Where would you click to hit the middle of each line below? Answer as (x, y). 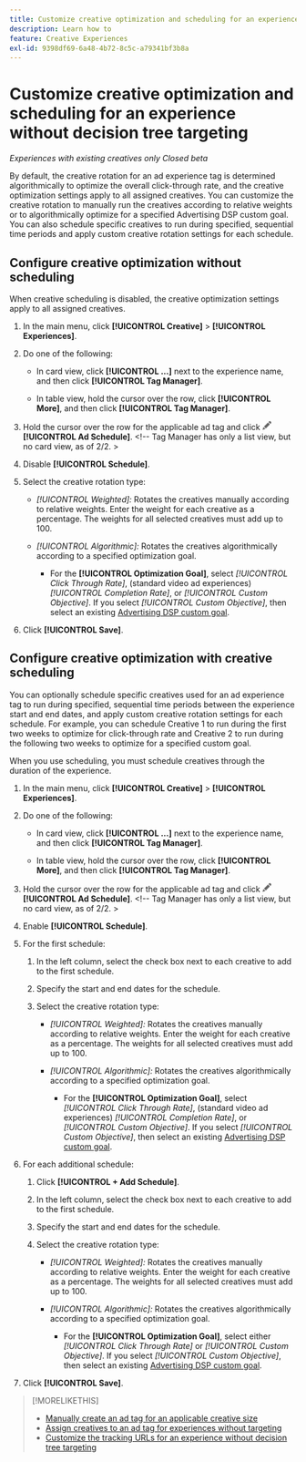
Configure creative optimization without (125, 263)
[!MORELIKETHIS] (65, 1400)
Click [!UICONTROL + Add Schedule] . (107, 1181)
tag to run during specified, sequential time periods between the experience (152, 704)
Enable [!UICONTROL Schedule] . (85, 926)
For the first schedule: (64, 943)
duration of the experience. (61, 770)
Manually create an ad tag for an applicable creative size (152, 1418)
